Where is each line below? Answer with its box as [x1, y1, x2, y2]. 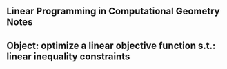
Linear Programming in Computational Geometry [6, 6, 220, 17]
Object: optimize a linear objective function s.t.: [6, 39, 216, 51]
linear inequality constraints [6, 50, 130, 62]
